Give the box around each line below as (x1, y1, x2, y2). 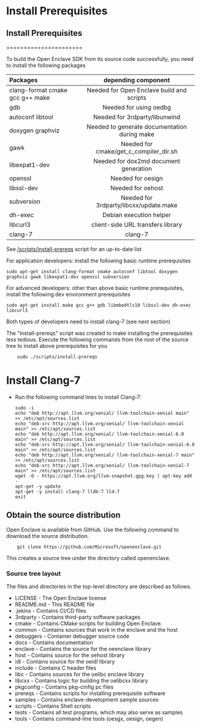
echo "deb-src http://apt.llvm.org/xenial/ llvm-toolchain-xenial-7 (14, 462, 190, 469)
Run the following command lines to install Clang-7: (14, 393, 142, 400)
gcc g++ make (9, 94, 50, 102)
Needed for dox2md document (93, 157, 181, 165)
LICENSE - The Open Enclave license (14, 595, 106, 602)
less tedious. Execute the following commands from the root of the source (6, 336, 189, 343)
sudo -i (14, 405, 34, 411)
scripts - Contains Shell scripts (14, 702, 91, 709)
